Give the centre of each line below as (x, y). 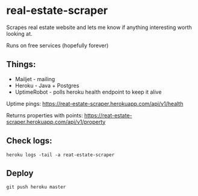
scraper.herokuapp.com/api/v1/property (56, 122)
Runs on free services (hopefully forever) (57, 45)
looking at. (19, 33)
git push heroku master (36, 187)
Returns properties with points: (45, 115)
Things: (21, 64)
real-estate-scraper (57, 11)
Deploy (20, 173)
